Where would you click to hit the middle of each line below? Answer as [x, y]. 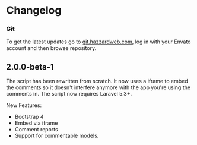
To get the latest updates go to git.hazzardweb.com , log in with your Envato [99, 42]
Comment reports [36, 130]
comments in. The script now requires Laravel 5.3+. [69, 94]
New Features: [24, 105]
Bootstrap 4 [29, 117]
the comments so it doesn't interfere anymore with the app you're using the [99, 87]
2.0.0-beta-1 [30, 67]
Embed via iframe [36, 123]
